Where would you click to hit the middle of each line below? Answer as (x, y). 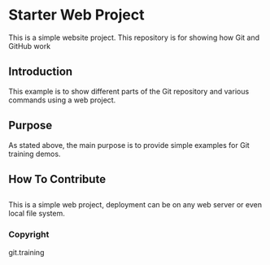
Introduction (41, 72)
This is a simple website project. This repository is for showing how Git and (134, 37)
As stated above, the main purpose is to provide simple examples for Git (129, 145)
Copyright (29, 235)
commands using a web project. (62, 100)
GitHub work (30, 46)
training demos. (35, 154)
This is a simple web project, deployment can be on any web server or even (135, 205)
